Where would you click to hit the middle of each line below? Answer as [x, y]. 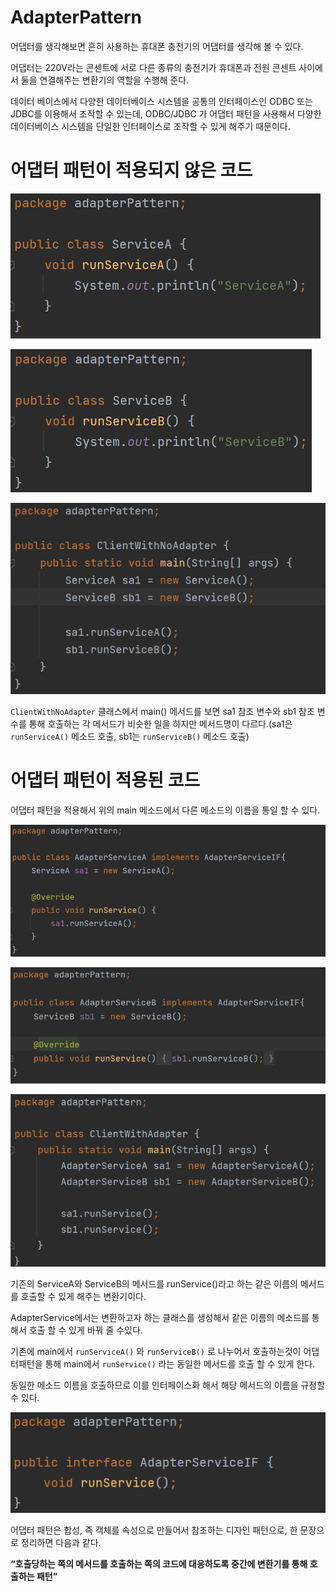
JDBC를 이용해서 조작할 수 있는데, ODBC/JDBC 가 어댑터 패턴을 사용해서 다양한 [166, 113]
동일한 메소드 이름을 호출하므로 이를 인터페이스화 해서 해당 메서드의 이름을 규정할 [168, 1385]
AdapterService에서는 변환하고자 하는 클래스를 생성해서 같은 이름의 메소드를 [160, 1317]
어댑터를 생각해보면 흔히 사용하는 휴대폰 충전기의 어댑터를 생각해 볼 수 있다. [157, 46]
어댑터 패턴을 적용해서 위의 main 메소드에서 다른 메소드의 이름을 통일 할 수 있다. [165, 810]
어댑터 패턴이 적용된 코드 [105, 780]
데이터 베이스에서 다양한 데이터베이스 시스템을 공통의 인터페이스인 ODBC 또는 [161, 101]
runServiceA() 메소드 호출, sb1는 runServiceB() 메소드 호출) [130, 737]
